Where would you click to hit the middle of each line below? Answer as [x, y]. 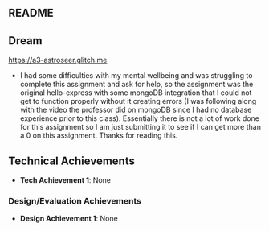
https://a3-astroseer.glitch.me [58, 60]
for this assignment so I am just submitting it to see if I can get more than [140, 127]
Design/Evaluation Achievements [75, 200]
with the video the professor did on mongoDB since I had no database [136, 110]
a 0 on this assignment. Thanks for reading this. [99, 135]
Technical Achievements [71, 161]
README [31, 13]
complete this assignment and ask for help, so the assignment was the [137, 85]
